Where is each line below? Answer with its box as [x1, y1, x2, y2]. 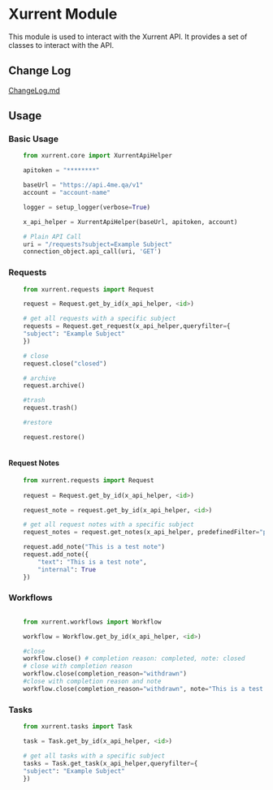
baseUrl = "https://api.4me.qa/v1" [23, 181, 144, 189]
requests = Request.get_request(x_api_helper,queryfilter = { [23, 322, 231, 330]
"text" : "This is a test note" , [37, 558, 148, 566]
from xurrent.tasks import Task [23, 723, 132, 731]
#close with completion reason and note [23, 677, 162, 686]
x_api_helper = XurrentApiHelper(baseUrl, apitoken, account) [23, 218, 238, 226]
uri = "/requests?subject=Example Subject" [23, 240, 173, 248]
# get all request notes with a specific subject [23, 520, 195, 529]
